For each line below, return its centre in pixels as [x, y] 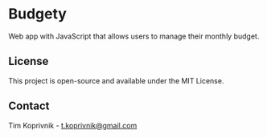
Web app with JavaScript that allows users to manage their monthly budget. [134, 36]
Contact [29, 106]
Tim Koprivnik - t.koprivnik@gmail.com [73, 125]
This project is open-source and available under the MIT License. [116, 80]
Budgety [37, 14]
